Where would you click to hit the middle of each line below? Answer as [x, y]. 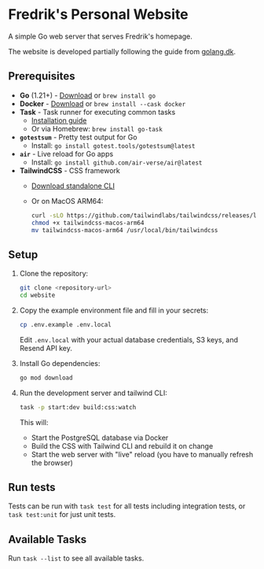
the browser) [52, 463]
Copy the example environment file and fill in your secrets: [114, 310]
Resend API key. [46, 348]
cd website [37, 296]
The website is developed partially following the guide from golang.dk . [122, 51]
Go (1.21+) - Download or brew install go [87, 95]
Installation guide [59, 120]
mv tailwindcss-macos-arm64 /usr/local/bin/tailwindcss [125, 230]
